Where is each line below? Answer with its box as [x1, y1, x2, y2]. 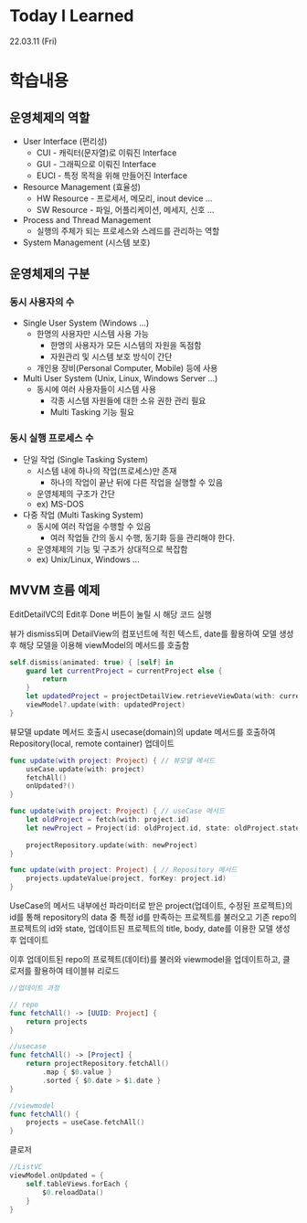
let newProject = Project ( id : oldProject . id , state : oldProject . [26, 824, 281, 833]
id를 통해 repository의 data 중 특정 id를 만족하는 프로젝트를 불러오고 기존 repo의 [9, 911, 297, 923]
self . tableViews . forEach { [26, 1179, 129, 1188]
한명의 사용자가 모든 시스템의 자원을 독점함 [49, 339, 202, 350]
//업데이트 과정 [9, 984, 60, 993]
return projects [26, 1016, 89, 1026]
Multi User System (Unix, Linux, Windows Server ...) [22, 372, 218, 384]
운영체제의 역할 [9, 110, 90, 125]
